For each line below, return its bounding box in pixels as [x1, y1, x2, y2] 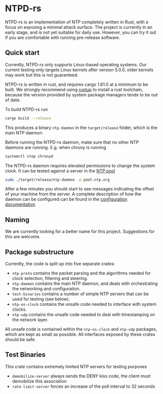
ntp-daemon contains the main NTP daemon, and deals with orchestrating [12, 281, 158, 286]
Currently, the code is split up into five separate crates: [5, 261, 115, 266]
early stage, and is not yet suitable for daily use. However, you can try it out [5, 29, 157, 35]
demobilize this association [12, 378, 67, 384]
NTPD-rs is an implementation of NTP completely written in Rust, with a [5, 19, 148, 25]
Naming [5, 215, 30, 224]
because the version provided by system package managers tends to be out [5, 92, 158, 97]
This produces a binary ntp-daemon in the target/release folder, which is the [5, 125, 158, 131]
